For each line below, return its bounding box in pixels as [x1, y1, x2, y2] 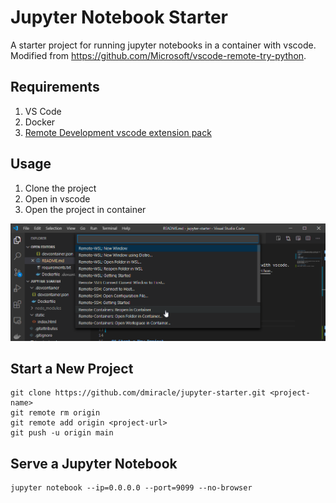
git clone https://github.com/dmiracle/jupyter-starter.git [10, 388, 267, 398]
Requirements [10, 79, 100, 96]
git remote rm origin [10, 408, 101, 418]
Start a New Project [10, 361, 134, 378]
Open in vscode [24, 192, 91, 205]
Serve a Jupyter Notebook [10, 455, 178, 472]
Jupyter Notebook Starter [10, 6, 229, 29]
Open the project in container [24, 203, 147, 215]
